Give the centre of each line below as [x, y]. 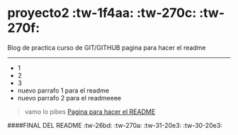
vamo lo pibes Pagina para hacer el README [90, 112]
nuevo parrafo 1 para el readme [63, 90]
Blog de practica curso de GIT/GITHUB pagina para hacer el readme [107, 47]
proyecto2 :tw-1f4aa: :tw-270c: [102, 13]
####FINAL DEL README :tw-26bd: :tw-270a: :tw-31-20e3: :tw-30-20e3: [115, 125]
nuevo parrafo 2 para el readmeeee [69, 98]
